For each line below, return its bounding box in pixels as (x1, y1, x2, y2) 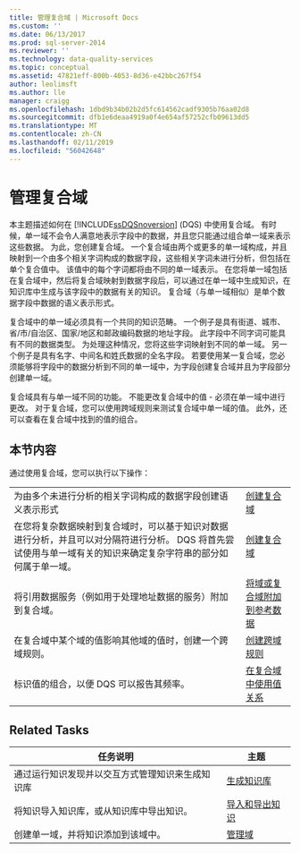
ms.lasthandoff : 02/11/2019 (9, 138, 114, 147)
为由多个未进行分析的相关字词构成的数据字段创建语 (13, 490, 229, 502)
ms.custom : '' (9, 21, 62, 30)
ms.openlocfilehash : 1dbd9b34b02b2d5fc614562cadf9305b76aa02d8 (9, 105, 250, 114)
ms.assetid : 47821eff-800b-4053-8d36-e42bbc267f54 (9, 72, 202, 81)
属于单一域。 (22, 560, 78, 573)
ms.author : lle (9, 88, 66, 97)
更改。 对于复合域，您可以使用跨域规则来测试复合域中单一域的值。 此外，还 (9, 402, 287, 413)
